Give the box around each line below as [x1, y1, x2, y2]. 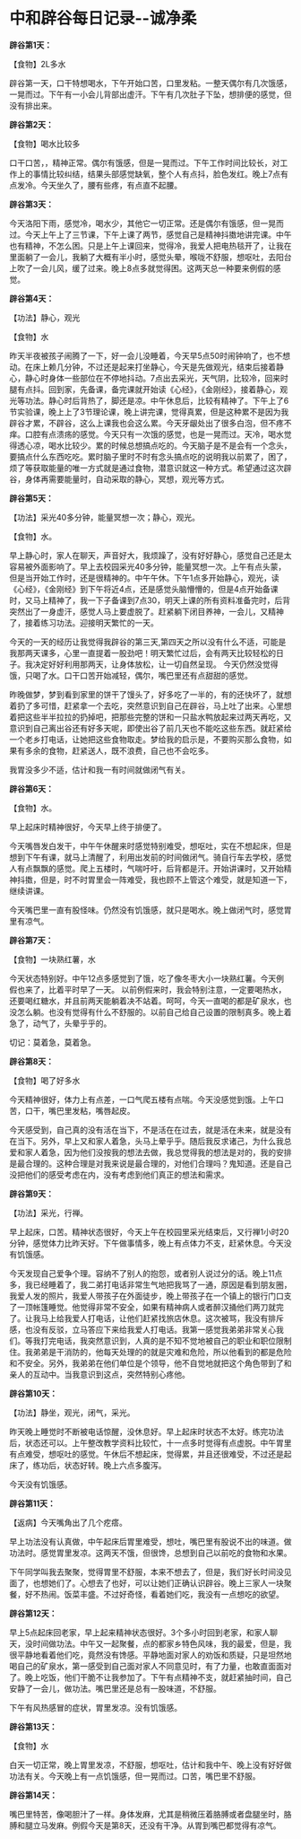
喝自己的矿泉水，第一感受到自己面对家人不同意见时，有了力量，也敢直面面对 [9, 1660, 292, 1671]
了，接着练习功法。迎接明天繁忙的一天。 [9, 617, 159, 628]
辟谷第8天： [9, 1055, 55, 1066]
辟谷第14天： [9, 1790, 58, 1800]
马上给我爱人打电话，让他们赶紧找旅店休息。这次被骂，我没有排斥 [39, 1312, 284, 1324]
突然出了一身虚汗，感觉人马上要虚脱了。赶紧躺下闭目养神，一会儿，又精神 [9, 606, 284, 617]
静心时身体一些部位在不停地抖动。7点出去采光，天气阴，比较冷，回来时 [24, 372, 288, 383]
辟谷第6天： [9, 783, 55, 794]
